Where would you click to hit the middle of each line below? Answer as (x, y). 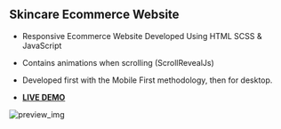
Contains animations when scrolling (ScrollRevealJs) (118, 62)
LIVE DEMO (44, 97)
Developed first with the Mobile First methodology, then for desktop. (147, 80)
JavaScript (42, 45)
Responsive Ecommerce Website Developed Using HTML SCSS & (142, 36)
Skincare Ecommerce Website (94, 15)
